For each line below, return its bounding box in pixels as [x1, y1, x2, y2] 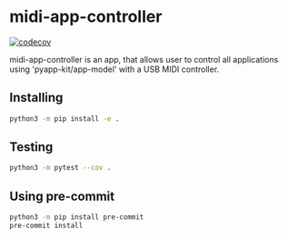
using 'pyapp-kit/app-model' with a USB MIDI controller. [9, 64, 220, 75]
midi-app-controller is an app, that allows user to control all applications [9, 54, 279, 65]
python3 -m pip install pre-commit [9, 213, 144, 222]
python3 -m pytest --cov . [9, 164, 112, 173]
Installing [9, 90, 64, 105]
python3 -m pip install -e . [9, 114, 120, 124]
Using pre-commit [9, 188, 115, 204]
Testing [9, 139, 54, 155]
